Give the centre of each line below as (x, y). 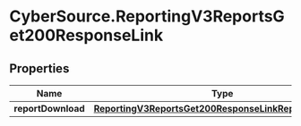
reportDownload (49, 109)
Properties (39, 68)
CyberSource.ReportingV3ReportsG (147, 17)
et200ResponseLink (86, 35)
